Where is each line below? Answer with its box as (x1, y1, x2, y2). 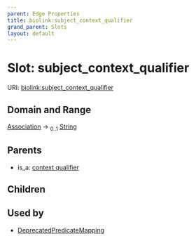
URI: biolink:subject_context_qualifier (7, 84, 114, 92)
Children (7, 183, 45, 195)
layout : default (7, 30, 55, 37)
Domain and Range (7, 103, 92, 116)
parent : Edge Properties (7, 10, 80, 18)
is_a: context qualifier (17, 163, 79, 171)
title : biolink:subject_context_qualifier (7, 17, 133, 24)
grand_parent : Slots (7, 23, 68, 30)
